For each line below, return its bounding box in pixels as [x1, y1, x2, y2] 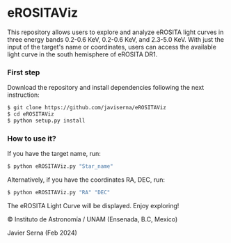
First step [7, 68, 40, 77]
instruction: [7, 91, 40, 99]
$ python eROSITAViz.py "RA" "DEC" [7, 189, 111, 196]
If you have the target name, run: [7, 150, 101, 158]
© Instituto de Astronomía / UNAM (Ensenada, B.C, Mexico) [7, 214, 178, 224]
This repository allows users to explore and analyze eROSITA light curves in [7, 28, 224, 36]
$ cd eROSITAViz [7, 111, 54, 118]
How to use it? [7, 134, 57, 143]
